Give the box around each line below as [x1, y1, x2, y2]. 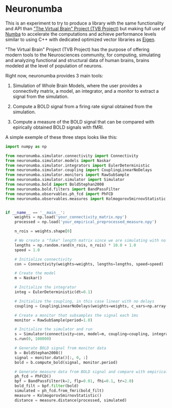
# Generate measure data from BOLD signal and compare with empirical [14, 369, 168, 374]
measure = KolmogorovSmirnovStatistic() [14, 393, 102, 398]
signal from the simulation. [12, 93, 69, 99]
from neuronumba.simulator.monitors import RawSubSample [5, 172, 130, 177]
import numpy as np [5, 144, 47, 149]
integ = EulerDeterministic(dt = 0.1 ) [14, 290, 93, 295]
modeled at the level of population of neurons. [5, 63, 103, 69]
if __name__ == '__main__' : [5, 210, 66, 215]
